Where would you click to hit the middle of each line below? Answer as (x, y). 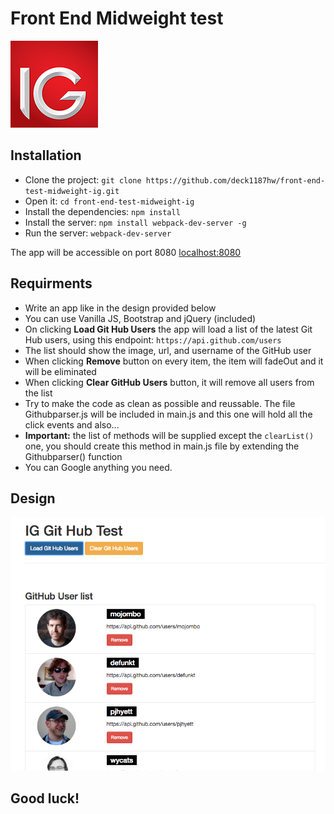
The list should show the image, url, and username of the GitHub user (168, 350)
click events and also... (72, 424)
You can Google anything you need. (98, 467)
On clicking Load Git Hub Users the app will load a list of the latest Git (168, 329)
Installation (46, 155)
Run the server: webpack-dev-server (98, 233)
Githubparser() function (73, 456)
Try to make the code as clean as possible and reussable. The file (160, 403)
